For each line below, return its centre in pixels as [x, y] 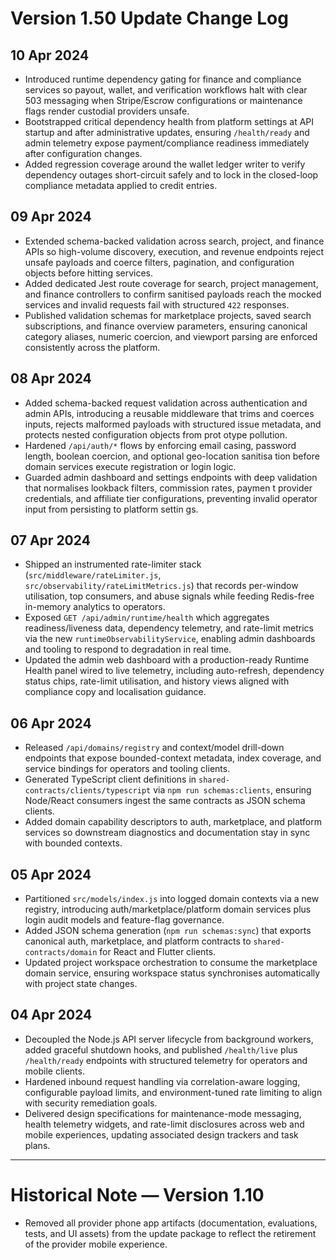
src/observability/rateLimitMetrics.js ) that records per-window [161, 586]
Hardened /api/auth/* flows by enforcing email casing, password [160, 445]
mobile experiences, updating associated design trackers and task [161, 1134]
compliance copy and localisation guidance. [115, 692]
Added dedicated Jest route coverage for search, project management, [171, 283]
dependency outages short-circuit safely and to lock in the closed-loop [171, 175]
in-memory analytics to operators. [95, 607]
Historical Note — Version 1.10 [137, 1195]
